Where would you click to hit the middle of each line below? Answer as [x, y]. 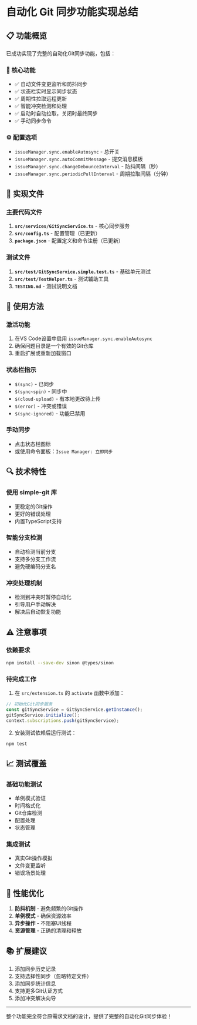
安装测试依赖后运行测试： [45, 733]
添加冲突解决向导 [35, 998]
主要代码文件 [24, 212]
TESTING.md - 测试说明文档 [46, 286]
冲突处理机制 [24, 583]
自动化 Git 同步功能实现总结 [72, 12]
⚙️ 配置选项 [21, 138]
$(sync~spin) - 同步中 [41, 391]
